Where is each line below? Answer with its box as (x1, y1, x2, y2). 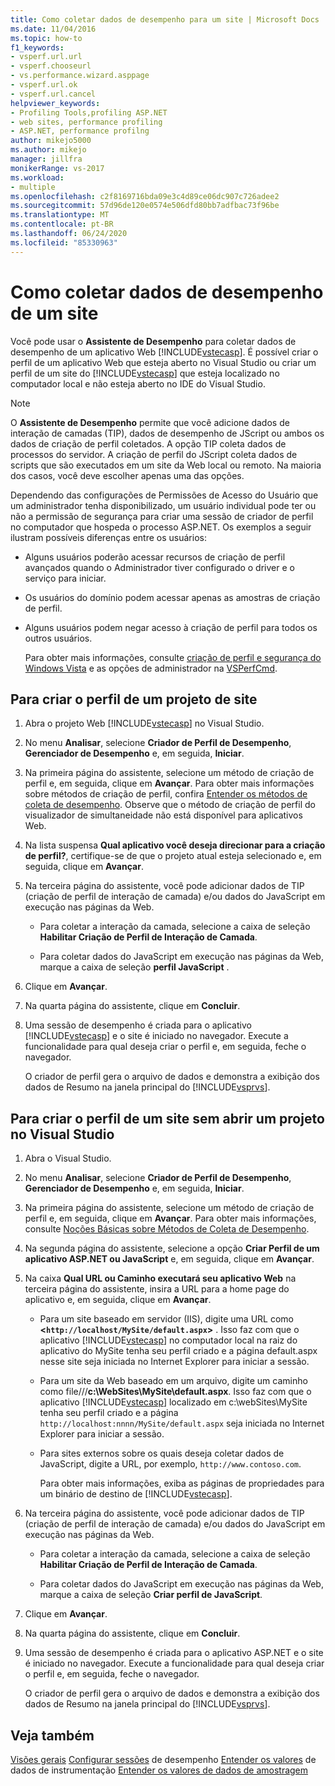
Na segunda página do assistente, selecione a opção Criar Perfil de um (24, 1242, 320, 1255)
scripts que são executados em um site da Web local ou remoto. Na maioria (10, 459, 322, 471)
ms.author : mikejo (10, 145, 87, 155)
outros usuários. (24, 632, 93, 644)
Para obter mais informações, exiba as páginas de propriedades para (39, 1477, 325, 1490)
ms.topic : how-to (10, 33, 83, 43)
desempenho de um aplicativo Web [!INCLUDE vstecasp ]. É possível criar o (10, 346, 319, 358)
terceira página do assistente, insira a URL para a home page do (24, 1283, 290, 1295)
